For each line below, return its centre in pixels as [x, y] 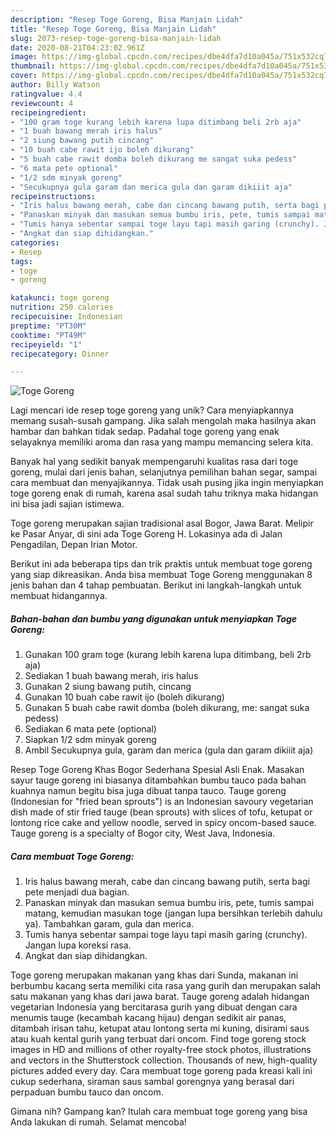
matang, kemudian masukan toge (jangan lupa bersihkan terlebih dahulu [173, 913]
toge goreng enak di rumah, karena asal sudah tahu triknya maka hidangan [164, 493]
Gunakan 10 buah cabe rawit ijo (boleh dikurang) [124, 697]
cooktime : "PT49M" [48, 335]
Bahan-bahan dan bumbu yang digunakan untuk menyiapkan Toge [154, 618]
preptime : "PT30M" [48, 326]
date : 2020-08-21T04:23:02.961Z [77, 47]
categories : [35, 242]
